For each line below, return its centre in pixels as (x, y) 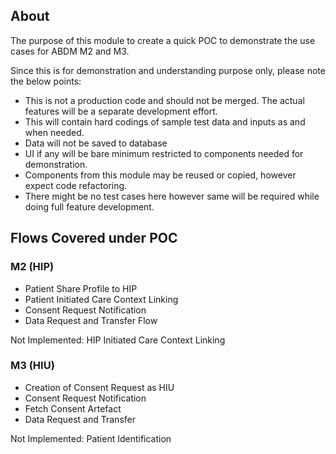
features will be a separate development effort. (121, 111)
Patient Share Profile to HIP (81, 288)
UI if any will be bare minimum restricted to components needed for (164, 153)
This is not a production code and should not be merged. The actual (164, 100)
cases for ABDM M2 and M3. (70, 51)
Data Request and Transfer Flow (91, 320)
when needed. (54, 132)
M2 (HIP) (32, 267)
